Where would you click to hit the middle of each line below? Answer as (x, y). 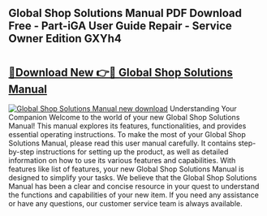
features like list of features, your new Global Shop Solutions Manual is (127, 169)
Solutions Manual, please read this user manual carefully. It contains (123, 143)
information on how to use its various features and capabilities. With (122, 160)
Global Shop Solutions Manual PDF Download (125, 13)
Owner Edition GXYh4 (65, 39)
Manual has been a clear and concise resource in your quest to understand (134, 186)
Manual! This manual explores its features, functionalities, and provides (127, 126)
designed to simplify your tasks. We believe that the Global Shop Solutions (133, 177)
